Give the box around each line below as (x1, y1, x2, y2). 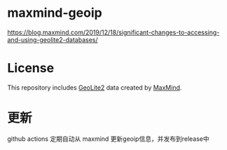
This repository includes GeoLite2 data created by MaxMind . (7, 83, 182, 92)
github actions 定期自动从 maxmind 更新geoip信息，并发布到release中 (7, 135, 209, 143)
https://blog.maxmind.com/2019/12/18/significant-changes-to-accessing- (7, 28, 220, 36)
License (7, 60, 55, 76)
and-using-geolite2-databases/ (7, 35, 98, 43)
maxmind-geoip (7, 5, 103, 21)
